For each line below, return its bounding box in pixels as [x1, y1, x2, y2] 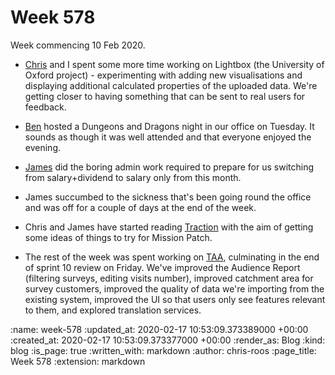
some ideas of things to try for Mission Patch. [24, 231, 213, 243]
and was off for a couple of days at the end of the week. [24, 201, 257, 213]
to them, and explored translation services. [24, 304, 202, 316]
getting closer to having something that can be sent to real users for [24, 90, 306, 102]
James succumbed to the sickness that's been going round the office [24, 191, 312, 203]
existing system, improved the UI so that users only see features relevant [24, 293, 326, 305]
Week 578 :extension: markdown [10, 355, 146, 367]
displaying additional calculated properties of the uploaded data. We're [24, 79, 318, 91]
